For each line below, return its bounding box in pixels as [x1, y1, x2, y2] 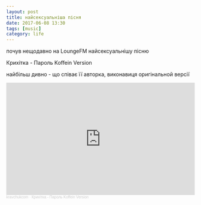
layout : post [6, 8, 39, 15]
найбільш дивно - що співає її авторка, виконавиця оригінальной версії [6, 71, 190, 78]
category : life [6, 31, 44, 37]
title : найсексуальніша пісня [6, 14, 82, 20]
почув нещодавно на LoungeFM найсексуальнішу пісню [6, 47, 150, 55]
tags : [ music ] [6, 25, 42, 32]
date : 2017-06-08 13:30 [6, 20, 66, 26]
